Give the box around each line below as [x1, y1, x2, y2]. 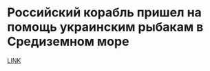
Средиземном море [7, 34, 129, 49]
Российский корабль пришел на [7, 5, 202, 20]
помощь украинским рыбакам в [7, 19, 204, 35]
